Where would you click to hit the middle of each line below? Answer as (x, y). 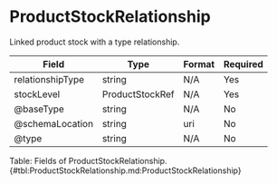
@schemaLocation (53, 123)
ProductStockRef (138, 94)
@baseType (39, 109)
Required (244, 63)
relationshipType (49, 79)
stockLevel (37, 94)
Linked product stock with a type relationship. (95, 42)
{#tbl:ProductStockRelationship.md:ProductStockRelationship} (125, 170)
